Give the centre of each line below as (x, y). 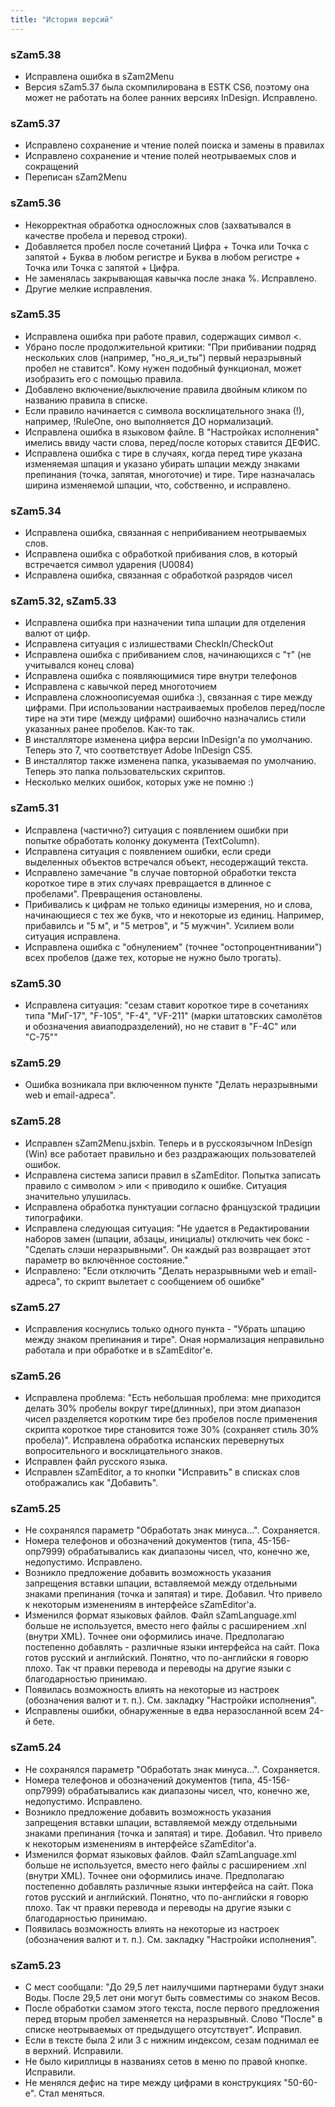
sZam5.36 (36, 203)
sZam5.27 (35, 1307)
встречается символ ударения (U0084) (109, 565)
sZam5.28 (36, 1121)
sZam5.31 (34, 808)
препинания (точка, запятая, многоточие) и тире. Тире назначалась (170, 474)
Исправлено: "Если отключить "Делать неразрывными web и (156, 1270)
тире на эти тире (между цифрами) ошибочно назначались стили (165, 718)
